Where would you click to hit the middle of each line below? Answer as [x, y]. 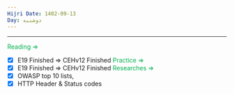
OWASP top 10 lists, [46, 76]
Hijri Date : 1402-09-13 [42, 14]
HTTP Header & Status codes [60, 84]
